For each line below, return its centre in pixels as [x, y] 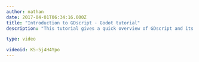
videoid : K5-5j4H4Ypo [33, 50]
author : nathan [25, 12]
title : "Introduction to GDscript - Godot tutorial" [73, 23]
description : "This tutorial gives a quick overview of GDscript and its [100, 28]
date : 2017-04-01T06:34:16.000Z [46, 17]
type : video [21, 39]
